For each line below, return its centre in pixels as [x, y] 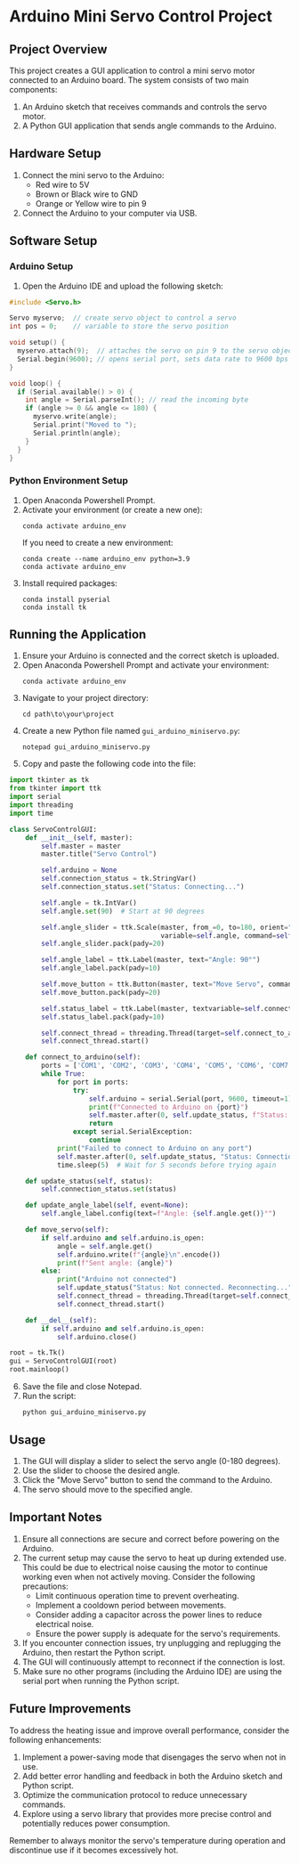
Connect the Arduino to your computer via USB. [109, 213]
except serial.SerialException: [133, 1132]
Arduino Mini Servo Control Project [141, 16]
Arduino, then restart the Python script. [94, 1652]
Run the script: [49, 1396]
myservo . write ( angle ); [75, 417]
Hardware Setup [55, 154]
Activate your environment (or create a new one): [112, 509]
